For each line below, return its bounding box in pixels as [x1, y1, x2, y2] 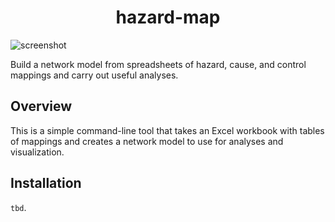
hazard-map [115, 6, 221, 29]
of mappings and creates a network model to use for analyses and [10, 135, 284, 147]
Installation [10, 175, 82, 192]
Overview [10, 98, 73, 115]
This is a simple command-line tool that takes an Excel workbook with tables [10, 124, 325, 136]
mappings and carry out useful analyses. [10, 69, 179, 81]
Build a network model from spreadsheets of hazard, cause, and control [10, 58, 307, 70]
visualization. [10, 146, 65, 158]
